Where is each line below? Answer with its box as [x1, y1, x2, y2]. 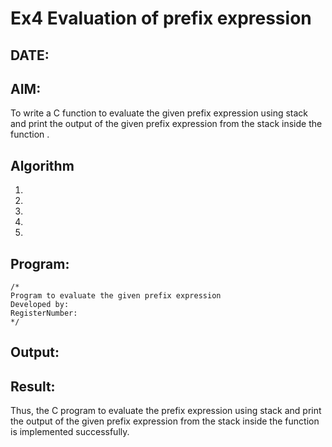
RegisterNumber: [10, 308, 78, 319]
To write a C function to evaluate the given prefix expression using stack [10, 107, 309, 119]
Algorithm [10, 157, 75, 174]
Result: [10, 378, 56, 395]
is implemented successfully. [10, 426, 130, 438]
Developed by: [10, 300, 70, 310]
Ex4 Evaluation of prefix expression [10, 7, 312, 30]
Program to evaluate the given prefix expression [10, 291, 222, 301]
